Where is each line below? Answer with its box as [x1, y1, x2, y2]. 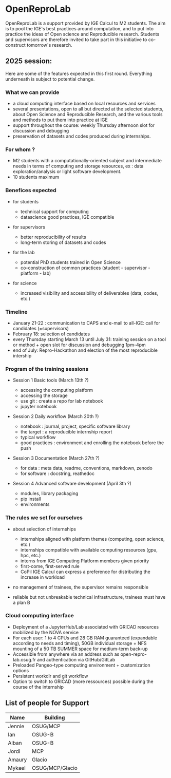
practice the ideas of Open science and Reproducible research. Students [5, 31, 160, 37]
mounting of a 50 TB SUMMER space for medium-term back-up [12, 646, 148, 652]
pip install [20, 496, 41, 502]
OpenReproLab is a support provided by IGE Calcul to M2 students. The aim [5, 20, 166, 26]
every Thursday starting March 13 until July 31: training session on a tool [12, 336, 166, 342]
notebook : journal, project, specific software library [20, 423, 130, 429]
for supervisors [12, 224, 45, 230]
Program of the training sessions [5, 365, 89, 372]
